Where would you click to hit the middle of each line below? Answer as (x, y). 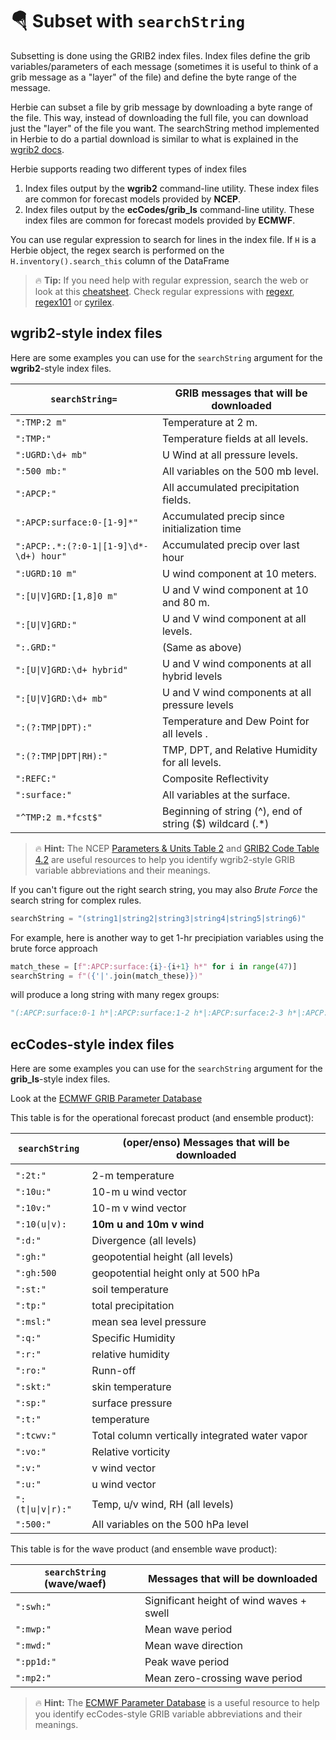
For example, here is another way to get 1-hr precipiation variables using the (167, 937)
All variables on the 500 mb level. (240, 471)
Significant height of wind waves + (226, 1601)
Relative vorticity (131, 1452)
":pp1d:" (36, 1662)
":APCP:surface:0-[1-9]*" (77, 522)
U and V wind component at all (234, 618)
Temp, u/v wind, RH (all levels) (163, 1505)
